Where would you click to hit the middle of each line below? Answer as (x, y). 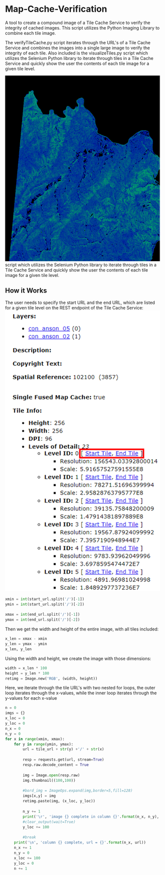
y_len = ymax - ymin (26, 644)
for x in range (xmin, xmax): (35, 739)
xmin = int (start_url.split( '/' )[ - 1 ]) (45, 599)
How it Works (26, 291)
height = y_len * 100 (27, 673)
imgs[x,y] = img (39, 796)
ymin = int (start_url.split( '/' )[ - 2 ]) (45, 604)
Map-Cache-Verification (56, 9)
